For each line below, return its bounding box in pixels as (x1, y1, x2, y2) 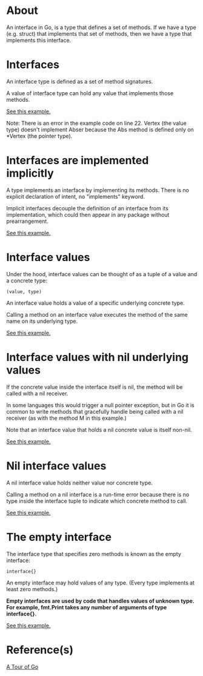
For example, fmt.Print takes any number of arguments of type (6, 603, 167, 611)
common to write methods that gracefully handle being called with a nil (6, 408, 184, 415)
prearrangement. (6, 217, 48, 225)
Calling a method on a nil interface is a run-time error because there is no (6, 491, 190, 498)
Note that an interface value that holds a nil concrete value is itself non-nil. (6, 426, 192, 433)
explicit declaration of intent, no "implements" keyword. (6, 193, 145, 200)
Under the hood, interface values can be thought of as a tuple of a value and (6, 270, 198, 277)
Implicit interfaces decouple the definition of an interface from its (6, 204, 168, 212)
